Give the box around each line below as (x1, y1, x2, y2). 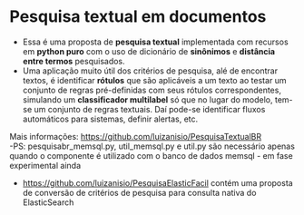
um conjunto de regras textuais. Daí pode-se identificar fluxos (34, 103, 266, 114)
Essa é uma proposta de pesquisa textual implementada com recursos (22, 36, 289, 47)
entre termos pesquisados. (22, 55, 125, 66)
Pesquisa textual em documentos (9, 6, 267, 27)
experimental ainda (9, 160, 82, 171)
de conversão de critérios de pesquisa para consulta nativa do (22, 187, 257, 198)
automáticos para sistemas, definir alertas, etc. (22, 113, 199, 124)
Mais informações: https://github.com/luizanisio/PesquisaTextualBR (9, 131, 262, 142)
